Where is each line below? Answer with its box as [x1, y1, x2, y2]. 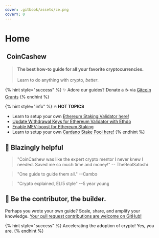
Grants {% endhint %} [5, 94, 50, 100]
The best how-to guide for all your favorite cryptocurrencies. [17, 66, 144, 72]
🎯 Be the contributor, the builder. [5, 195, 107, 203]
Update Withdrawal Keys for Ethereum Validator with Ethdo [12, 119, 131, 124]
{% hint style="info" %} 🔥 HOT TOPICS [5, 104, 85, 110]
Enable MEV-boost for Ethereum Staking [12, 124, 94, 130]
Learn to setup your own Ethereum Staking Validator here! [12, 114, 129, 119]
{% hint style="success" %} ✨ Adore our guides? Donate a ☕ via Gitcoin [5, 87, 152, 93]
